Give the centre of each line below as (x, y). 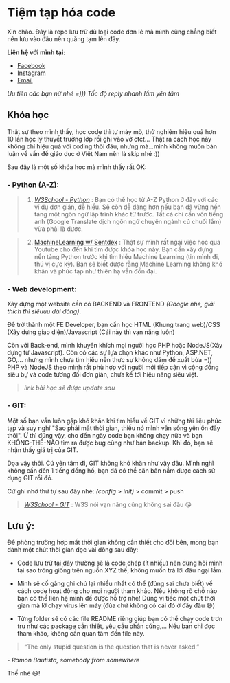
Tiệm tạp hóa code (61, 13)
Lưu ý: (21, 526)
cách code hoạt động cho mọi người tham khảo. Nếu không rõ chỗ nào (117, 591)
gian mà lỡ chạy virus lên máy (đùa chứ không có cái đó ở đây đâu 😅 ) (116, 605)
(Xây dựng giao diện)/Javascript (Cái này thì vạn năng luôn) (91, 332)
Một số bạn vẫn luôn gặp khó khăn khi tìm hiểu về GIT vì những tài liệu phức (114, 421)
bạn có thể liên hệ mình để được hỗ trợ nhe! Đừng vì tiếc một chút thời (116, 598)
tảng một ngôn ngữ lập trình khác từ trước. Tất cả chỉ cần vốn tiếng (129, 214)
